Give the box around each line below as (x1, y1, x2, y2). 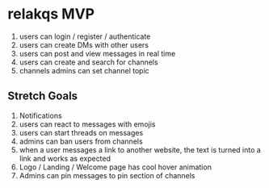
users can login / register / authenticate (19, 31, 151, 41)
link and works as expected (19, 153, 111, 163)
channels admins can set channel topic (19, 65, 150, 75)
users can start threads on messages (19, 127, 144, 137)
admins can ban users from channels (19, 136, 143, 146)
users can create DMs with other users (19, 40, 149, 49)
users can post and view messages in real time (19, 48, 176, 58)
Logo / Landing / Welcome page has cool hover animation (19, 162, 212, 172)
